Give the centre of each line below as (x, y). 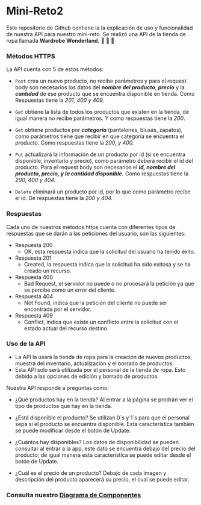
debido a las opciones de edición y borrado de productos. (87, 376)
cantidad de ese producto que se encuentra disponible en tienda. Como (105, 94)
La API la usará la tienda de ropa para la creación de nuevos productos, (104, 357)
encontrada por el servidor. (58, 309)
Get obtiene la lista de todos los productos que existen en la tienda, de (102, 112)
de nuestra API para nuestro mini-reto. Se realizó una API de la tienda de (96, 34)
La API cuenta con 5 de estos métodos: (55, 69)
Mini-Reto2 (35, 11)
